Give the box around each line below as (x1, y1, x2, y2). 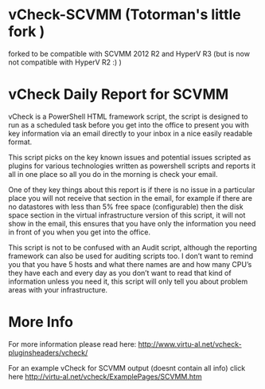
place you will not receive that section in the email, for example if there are (8, 193, 253, 202)
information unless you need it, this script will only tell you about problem (8, 277, 248, 286)
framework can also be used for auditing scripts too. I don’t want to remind (8, 251, 253, 261)
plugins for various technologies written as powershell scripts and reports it (8, 161, 256, 171)
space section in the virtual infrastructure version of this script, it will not (8, 210, 246, 220)
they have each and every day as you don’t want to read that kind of (8, 268, 232, 277)
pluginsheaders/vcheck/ (8, 348, 88, 357)
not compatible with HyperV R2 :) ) (8, 57, 122, 67)
